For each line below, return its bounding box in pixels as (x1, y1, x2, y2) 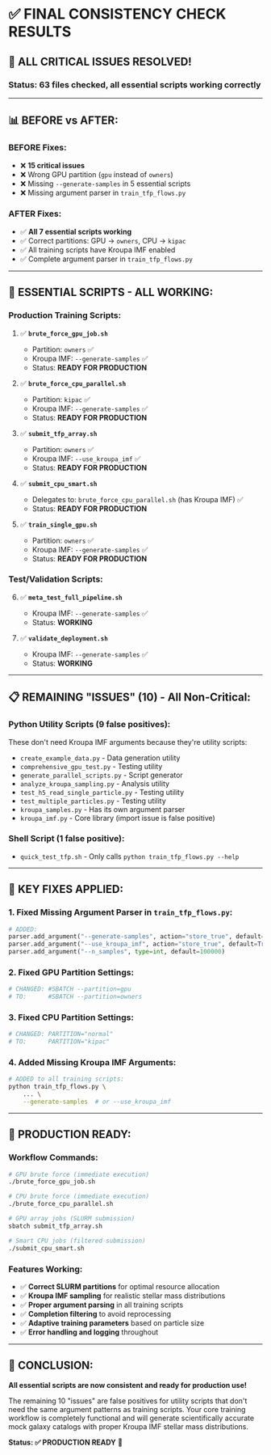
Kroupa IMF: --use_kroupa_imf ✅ (31, 454, 141, 463)
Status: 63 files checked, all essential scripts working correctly (8, 78, 261, 90)
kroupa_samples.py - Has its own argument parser (19, 804, 186, 814)
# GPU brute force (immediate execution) (8, 1170, 150, 1178)
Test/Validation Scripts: (8, 573, 103, 585)
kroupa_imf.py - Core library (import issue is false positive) (19, 813, 215, 823)
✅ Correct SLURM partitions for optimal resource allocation (19, 1281, 220, 1291)
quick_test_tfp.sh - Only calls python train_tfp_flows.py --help (19, 851, 240, 861)
